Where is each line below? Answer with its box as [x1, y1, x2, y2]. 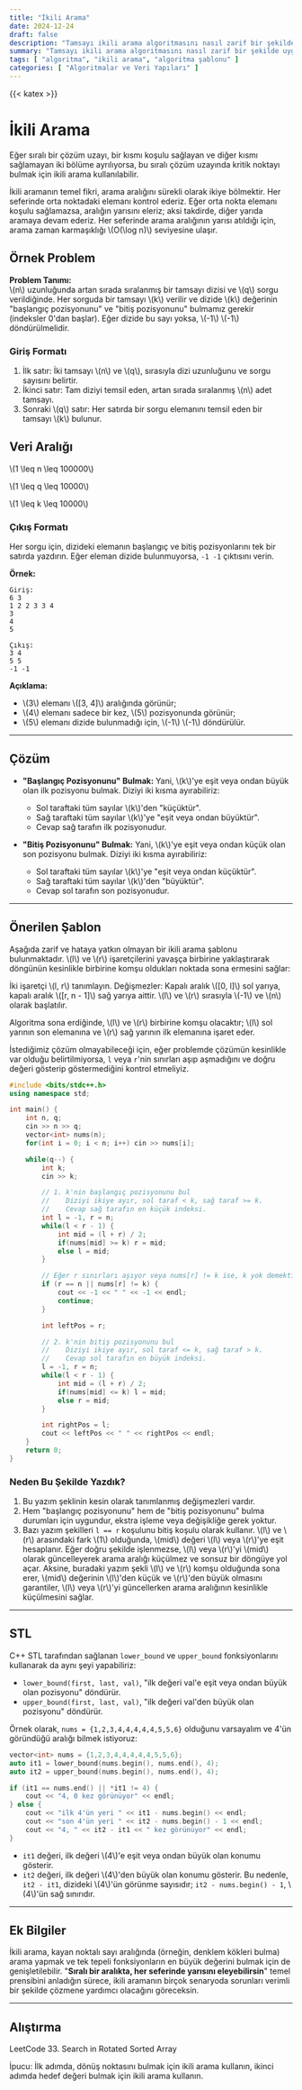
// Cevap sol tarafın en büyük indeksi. [41, 1354, 207, 1364]
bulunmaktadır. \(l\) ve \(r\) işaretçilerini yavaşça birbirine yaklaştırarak [9, 953, 270, 964]
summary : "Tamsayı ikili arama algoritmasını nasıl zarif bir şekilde [9, 47, 280, 56]
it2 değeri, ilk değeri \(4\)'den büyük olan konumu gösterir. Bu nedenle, [22, 1869, 289, 1880]
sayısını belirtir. [22, 375, 78, 386]
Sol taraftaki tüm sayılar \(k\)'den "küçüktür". [35, 802, 201, 813]
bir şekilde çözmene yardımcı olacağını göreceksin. [9, 1985, 200, 1996]
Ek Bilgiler [9, 1923, 67, 1939]
